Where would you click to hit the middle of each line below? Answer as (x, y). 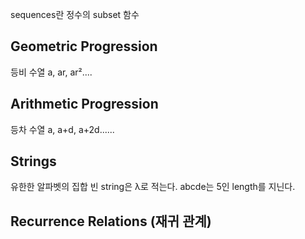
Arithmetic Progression (84, 104)
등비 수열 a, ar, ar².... (51, 72)
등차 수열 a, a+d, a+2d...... (62, 129)
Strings (33, 161)
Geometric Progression (84, 46)
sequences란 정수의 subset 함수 (75, 14)
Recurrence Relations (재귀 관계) (111, 221)
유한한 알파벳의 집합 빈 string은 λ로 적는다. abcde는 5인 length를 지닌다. (153, 187)
